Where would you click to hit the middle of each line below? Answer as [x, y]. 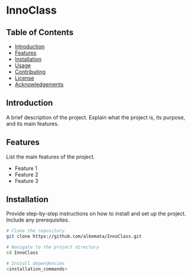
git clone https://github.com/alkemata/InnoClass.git [74, 236]
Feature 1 [26, 168]
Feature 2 [26, 174]
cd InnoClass [22, 253]
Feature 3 [26, 181]
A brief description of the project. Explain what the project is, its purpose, [96, 117]
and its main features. [33, 124]
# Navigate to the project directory [53, 247]
